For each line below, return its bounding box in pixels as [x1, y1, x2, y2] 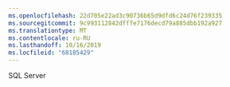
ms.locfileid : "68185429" [8, 49, 94, 57]
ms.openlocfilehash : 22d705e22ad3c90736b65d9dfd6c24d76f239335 [8, 11, 223, 20]
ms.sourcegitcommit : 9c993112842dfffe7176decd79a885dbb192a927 [8, 19, 223, 27]
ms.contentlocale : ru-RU [8, 34, 91, 42]
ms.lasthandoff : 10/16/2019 [8, 42, 102, 49]
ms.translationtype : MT [8, 26, 88, 34]
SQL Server [8, 71, 46, 80]
